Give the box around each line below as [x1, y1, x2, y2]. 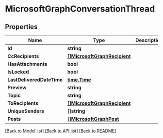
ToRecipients [7, 100, 39, 107]
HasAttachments [7, 61, 48, 67]
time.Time [67, 76, 91, 83]
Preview [7, 84, 27, 91]
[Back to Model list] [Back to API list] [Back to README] [5, 128, 116, 134]
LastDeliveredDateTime [7, 76, 63, 83]
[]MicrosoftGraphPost [67, 116, 119, 122]
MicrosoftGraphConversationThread [5, 3, 155, 14]
